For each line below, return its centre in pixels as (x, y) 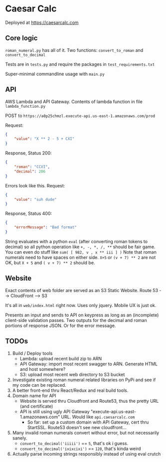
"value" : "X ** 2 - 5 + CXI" (44, 139)
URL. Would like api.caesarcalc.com (98, 417)
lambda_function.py (25, 106)
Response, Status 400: (29, 214)
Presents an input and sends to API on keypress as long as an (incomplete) (82, 315)
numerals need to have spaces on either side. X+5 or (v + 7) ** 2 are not (81, 257)
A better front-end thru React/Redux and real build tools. (70, 390)
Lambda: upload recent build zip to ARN (61, 358)
